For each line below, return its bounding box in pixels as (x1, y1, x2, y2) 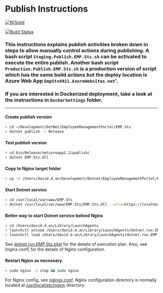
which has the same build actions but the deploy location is (5, 71, 147, 78)
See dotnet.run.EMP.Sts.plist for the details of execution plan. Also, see (5, 241, 147, 247)
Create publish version (5, 114, 52, 120)
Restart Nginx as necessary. (5, 258, 64, 263)
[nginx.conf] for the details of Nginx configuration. (5, 246, 106, 252)
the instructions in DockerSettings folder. (5, 96, 103, 103)
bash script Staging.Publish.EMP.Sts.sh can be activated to (5, 53, 147, 60)
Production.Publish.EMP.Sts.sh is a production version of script (5, 65, 157, 72)
